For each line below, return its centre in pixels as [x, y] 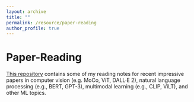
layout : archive [26, 12]
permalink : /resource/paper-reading [51, 23]
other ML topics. [26, 93]
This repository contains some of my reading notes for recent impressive [95, 74]
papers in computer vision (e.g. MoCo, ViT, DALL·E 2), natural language [93, 80]
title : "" [18, 17]
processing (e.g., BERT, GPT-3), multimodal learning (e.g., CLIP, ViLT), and [97, 87]
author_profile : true [33, 28]
